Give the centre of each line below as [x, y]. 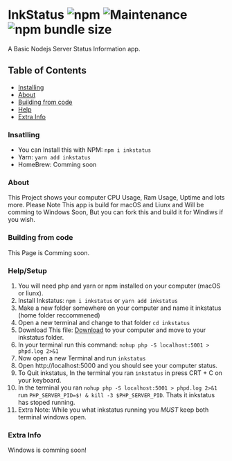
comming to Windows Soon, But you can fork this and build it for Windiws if [116, 212]
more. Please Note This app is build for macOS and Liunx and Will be [106, 205]
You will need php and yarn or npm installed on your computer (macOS [119, 286]
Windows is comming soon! [47, 450]
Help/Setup [28, 270]
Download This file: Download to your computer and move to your [112, 330]
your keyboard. [39, 380]
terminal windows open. [52, 417]
